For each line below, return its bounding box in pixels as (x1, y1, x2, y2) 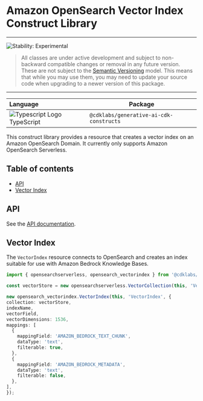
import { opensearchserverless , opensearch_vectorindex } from (6, 272, 169, 278)
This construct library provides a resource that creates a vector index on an (6, 133, 195, 140)
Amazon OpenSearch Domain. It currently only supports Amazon (6, 140, 168, 147)
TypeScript (9, 118, 40, 126)
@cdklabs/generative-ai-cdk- (89, 112, 173, 118)
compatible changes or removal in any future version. (47, 60, 181, 67)
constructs (89, 118, 121, 124)
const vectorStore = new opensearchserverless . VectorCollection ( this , (6, 283, 188, 289)
